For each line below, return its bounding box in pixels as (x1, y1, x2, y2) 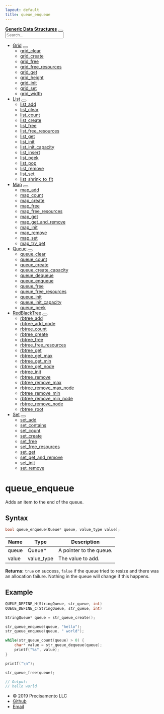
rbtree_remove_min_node (20, 395, 73, 401)
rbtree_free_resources (20, 342, 66, 348)
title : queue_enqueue (5, 12, 51, 17)
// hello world (5, 684, 37, 689)
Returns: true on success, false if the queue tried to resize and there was (5, 568, 159, 574)
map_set (20, 235, 38, 241)
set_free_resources (20, 444, 60, 450)
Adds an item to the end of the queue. (5, 499, 84, 505)
